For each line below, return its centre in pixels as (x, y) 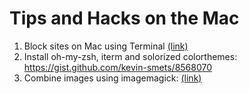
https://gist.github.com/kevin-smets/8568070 (118, 67)
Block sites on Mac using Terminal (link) (106, 46)
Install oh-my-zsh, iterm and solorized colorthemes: (130, 56)
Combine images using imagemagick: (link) (112, 78)
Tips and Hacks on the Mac (124, 18)
